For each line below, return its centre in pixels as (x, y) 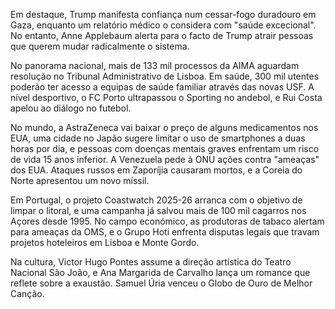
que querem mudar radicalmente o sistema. (100, 46)
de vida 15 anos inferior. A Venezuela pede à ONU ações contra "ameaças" (165, 159)
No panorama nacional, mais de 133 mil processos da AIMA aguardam (155, 65)
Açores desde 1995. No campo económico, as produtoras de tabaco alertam (167, 221)
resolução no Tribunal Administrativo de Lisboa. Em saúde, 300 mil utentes (165, 76)
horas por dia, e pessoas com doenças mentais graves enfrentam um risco (165, 148)
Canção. (27, 293)
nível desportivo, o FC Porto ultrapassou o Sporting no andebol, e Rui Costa (166, 97)
